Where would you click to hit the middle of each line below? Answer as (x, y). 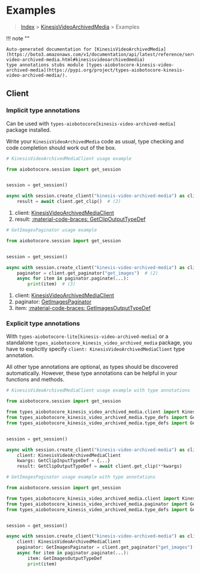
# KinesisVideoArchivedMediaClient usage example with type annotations (98, 390)
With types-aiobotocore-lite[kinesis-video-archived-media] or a (87, 336)
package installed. (29, 130)
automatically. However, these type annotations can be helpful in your (92, 373)
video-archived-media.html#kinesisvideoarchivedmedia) (76, 60)
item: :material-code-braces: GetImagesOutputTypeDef (83, 308)
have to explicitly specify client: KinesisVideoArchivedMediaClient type (96, 349)
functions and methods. (35, 380)
